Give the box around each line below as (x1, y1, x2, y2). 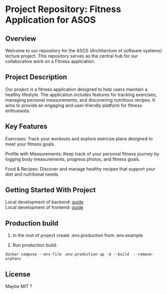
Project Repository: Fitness (5, 4, 122, 15)
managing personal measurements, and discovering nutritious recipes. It (5, 97, 155, 103)
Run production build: (12, 242, 57, 248)
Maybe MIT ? (5, 283, 33, 289)
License (5, 270, 31, 278)
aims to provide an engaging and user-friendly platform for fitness (5, 102, 142, 108)
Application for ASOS (5, 14, 96, 26)
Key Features (5, 122, 48, 131)
